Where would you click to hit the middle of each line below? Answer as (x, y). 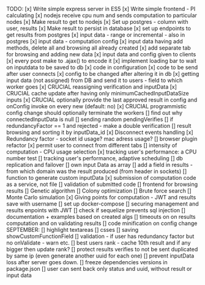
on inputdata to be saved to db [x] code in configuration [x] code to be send (102, 67)
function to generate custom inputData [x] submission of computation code (101, 178)
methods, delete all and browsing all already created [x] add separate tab (99, 48)
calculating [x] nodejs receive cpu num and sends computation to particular (102, 15)
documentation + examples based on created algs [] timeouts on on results (101, 217)
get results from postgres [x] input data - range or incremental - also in (96, 35)
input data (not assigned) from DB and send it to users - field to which (95, 80)
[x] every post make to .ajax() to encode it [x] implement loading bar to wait (102, 61)
